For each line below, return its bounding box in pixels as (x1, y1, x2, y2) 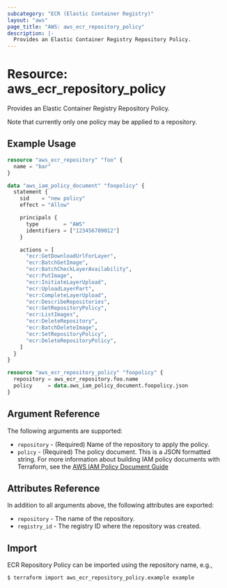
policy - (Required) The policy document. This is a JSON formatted (17, 448, 211, 456)
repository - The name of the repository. (17, 515, 135, 523)
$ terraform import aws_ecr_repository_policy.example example (7, 574, 195, 582)
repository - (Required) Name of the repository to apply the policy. (17, 440, 210, 448)
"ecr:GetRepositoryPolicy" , (25, 304, 108, 311)
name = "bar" (13, 163, 52, 170)
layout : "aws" (7, 17, 49, 24)
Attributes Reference (7, 483, 100, 494)
